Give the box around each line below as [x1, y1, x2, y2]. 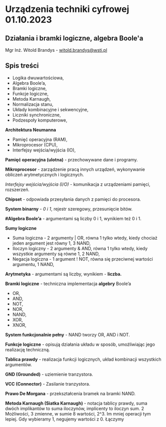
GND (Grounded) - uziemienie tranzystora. [5, 371, 93, 377]
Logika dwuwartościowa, [12, 75, 64, 81]
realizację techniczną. [5, 346, 50, 352]
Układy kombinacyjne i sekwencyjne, [12, 106, 89, 113]
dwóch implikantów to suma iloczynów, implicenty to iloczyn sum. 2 [5, 405, 145, 412]
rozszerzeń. [5, 186, 30, 192]
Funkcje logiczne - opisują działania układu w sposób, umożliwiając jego [5, 341, 156, 347]
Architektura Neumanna [5, 127, 56, 133]
